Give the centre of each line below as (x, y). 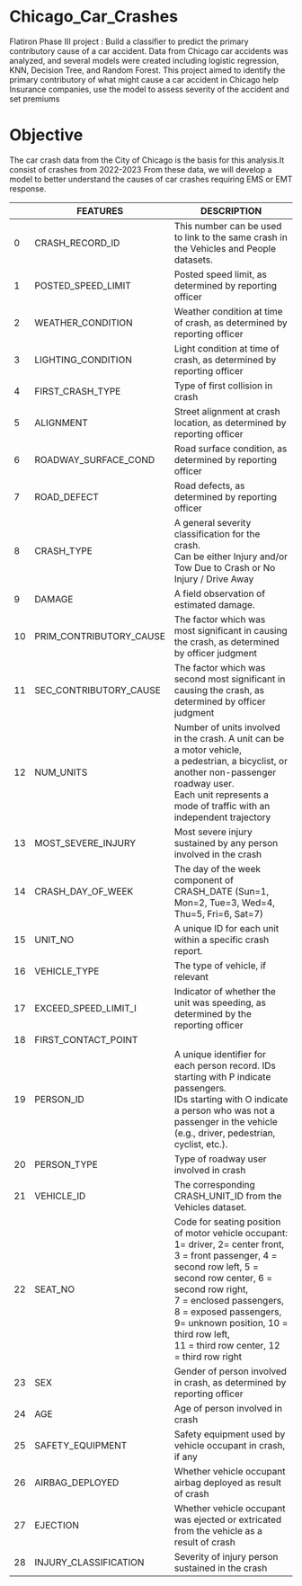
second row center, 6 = (223, 1278)
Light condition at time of (227, 348)
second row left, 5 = (216, 1267)
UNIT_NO (54, 940)
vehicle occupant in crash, (230, 1445)
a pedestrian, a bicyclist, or (231, 761)
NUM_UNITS (61, 772)
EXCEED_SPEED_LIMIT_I (85, 1008)
